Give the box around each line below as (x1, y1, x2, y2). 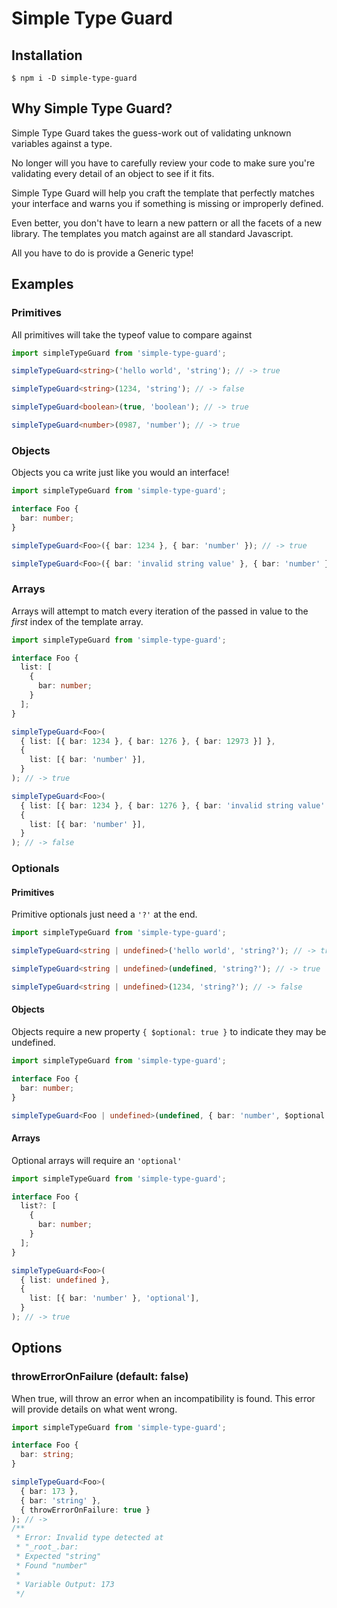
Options (11, 1340, 63, 1357)
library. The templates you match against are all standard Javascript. (11, 227, 294, 239)
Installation (11, 47, 83, 64)
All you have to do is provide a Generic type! (11, 247, 194, 259)
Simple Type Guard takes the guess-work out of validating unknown (11, 127, 292, 139)
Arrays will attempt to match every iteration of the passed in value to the (11, 605, 309, 617)
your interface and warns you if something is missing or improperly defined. (11, 197, 324, 209)
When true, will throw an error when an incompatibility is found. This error (11, 1392, 316, 1404)
